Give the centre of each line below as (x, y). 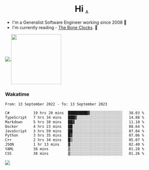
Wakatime (17, 94)
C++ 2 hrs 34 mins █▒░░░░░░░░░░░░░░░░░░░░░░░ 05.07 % (75, 140)
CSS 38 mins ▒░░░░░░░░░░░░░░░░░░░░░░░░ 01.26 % (75, 154)
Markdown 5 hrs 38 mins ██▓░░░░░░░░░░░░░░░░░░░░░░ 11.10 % (75, 122)
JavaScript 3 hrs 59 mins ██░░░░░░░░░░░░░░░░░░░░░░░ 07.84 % (75, 131)
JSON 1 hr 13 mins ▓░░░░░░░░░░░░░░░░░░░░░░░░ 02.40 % (75, 145)
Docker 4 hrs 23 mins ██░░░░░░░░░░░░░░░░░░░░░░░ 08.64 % (75, 126)
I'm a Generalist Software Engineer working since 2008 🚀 (69, 22)
